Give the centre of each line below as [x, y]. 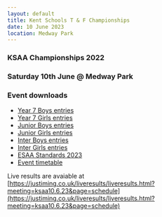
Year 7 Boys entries [46, 111]
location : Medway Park [40, 33]
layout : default [31, 14]
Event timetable [40, 162]
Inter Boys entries [43, 140]
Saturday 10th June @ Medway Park [70, 76]
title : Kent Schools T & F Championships [69, 20]
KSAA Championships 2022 [56, 58]
